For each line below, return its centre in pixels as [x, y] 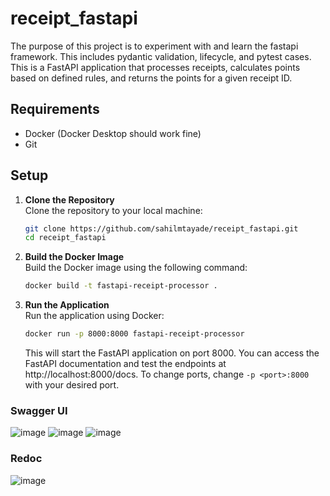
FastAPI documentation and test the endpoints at [125, 364]
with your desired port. [72, 385]
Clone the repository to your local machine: [113, 210]
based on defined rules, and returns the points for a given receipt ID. [151, 78]
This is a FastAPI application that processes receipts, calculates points [155, 67]
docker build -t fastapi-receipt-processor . [121, 286]
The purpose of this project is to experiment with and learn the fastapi [154, 46]
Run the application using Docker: [94, 316]
